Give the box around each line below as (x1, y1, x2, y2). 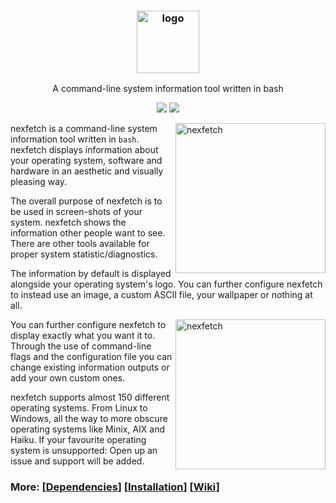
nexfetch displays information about (10, 144, 159, 156)
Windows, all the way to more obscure (10, 413, 168, 425)
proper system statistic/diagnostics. (10, 248, 158, 260)
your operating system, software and (10, 155, 163, 167)
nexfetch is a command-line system (10, 123, 158, 135)
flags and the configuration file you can (10, 351, 173, 363)
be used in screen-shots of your (10, 206, 143, 218)
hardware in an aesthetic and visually (10, 165, 164, 177)
